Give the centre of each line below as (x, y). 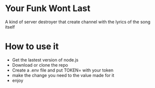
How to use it (32, 47)
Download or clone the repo (40, 65)
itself (10, 27)
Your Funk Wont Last (48, 8)
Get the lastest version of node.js (45, 60)
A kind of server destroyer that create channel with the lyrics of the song (78, 22)
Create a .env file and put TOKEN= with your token (63, 70)
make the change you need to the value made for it (63, 75)
